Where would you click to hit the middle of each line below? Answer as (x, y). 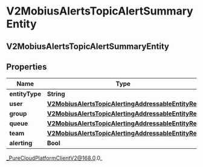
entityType (25, 94)
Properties (27, 67)
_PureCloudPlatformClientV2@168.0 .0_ (54, 158)
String (56, 94)
